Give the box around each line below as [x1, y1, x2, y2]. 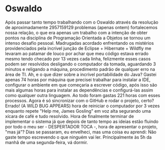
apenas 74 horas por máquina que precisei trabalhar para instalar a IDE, [5, 77, 151, 83]
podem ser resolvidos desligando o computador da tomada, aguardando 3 [5, 61, 156, 67]
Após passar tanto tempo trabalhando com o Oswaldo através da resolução [5, 19, 159, 25]
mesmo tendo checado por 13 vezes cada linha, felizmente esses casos [5, 56, 151, 61]
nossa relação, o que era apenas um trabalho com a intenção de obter [5, 30, 148, 35]
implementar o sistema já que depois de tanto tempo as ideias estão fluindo [5, 119, 159, 124]
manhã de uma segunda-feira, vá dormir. [5, 139, 88, 145]
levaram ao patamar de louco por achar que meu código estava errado [5, 50, 149, 57]
